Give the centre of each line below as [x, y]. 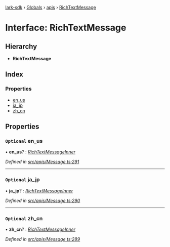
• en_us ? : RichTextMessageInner [40, 152]
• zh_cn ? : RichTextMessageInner [40, 229]
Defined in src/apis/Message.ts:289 [43, 239]
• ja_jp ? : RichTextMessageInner [39, 191]
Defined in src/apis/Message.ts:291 [42, 162]
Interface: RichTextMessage [66, 28]
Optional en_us [24, 141]
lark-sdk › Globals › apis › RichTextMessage [51, 7]
